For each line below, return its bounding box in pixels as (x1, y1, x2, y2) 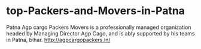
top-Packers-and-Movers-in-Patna (6, 4, 185, 18)
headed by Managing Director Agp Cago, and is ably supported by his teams (6, 30, 195, 37)
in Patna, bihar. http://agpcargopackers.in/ (6, 36, 111, 43)
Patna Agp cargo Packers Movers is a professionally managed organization (6, 24, 191, 31)
